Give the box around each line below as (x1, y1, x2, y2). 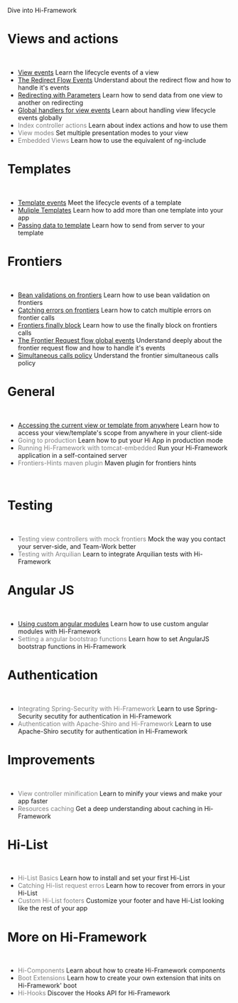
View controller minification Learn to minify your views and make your (17, 789, 222, 798)
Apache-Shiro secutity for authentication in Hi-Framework (17, 726, 188, 735)
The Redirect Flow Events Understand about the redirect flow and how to (17, 75, 232, 84)
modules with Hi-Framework (17, 627, 101, 635)
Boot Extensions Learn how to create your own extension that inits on (17, 974, 222, 982)
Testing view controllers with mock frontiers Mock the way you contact (17, 535, 226, 543)
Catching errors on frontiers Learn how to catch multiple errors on (17, 306, 212, 314)
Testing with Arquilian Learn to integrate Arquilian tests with (17, 549, 193, 558)
